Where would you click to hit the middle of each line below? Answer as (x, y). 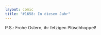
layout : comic (19, 9)
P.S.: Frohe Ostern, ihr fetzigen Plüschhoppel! (50, 27)
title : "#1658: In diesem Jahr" (38, 14)
